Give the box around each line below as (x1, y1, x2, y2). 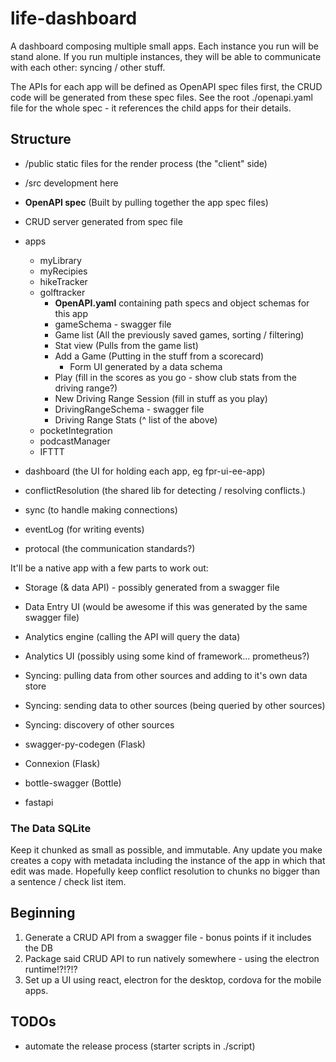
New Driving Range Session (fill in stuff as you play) (54, 392, 268, 404)
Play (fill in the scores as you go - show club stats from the (54, 371, 298, 383)
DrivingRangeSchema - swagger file (54, 403, 205, 415)
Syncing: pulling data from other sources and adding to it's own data (24, 669, 308, 681)
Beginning (10, 905, 76, 922)
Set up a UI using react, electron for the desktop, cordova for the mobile (24, 973, 322, 986)
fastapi (24, 796, 54, 808)
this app (54, 307, 88, 319)
